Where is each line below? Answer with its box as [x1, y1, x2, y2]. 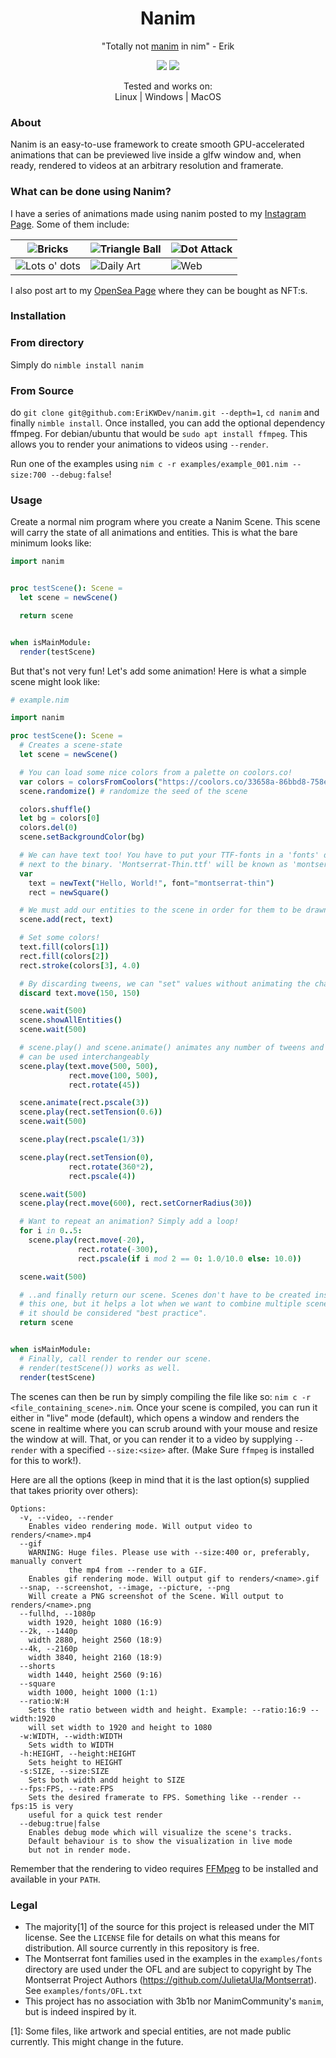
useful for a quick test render [28, 1810, 163, 1820]
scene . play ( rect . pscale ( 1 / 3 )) [19, 1135, 145, 1145]
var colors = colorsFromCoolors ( [19, 777, 159, 787]
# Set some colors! [19, 933, 101, 943]
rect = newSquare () [28, 887, 110, 897]
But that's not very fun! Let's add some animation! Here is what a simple [10, 665, 307, 677]
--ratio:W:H [19, 1696, 70, 1706]
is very [41, 1801, 74, 1811]
